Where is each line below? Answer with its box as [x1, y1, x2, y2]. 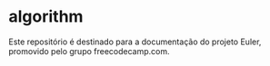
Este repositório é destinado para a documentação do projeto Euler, [8, 36, 262, 47]
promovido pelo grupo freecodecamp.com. [8, 45, 170, 56]
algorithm [8, 6, 84, 27]
